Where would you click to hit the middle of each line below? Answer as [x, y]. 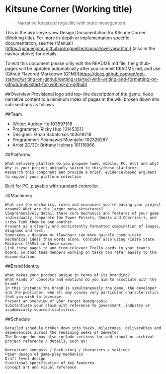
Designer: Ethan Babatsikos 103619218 [52, 134]
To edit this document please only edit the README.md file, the [70, 63]
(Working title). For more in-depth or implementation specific [67, 38]
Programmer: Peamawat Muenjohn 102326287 [60, 140]
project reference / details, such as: [46, 341]
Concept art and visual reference [41, 367]
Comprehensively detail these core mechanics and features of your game [82, 213]
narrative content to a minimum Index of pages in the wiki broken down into [83, 99]
